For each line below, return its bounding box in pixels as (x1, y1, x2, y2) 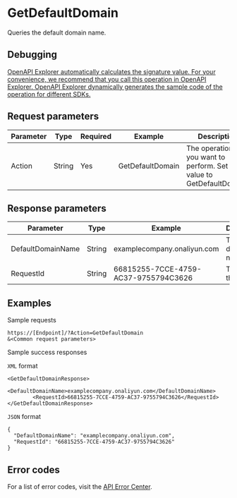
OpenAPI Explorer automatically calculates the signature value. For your (7, 67, 217, 75)
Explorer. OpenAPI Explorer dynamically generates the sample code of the (7, 83, 224, 91)
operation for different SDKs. (7, 90, 91, 98)
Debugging (7, 49, 58, 61)
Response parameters (7, 202, 107, 214)
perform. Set (186, 161, 229, 171)
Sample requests (7, 316, 56, 324)
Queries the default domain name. (7, 28, 107, 37)
